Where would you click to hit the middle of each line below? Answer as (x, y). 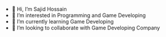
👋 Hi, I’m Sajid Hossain (39, 9)
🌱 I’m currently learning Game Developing (63, 21)
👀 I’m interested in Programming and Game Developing (79, 15)
